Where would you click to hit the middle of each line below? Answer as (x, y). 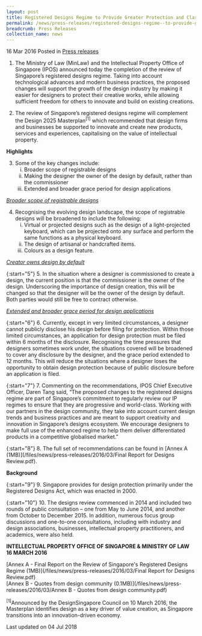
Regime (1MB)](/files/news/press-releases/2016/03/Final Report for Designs (100, 570)
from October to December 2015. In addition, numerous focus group (90, 515)
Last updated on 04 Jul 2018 (41, 627)
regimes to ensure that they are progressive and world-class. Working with (99, 405)
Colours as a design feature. (59, 250)
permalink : (20, 23)
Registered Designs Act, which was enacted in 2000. (72, 491)
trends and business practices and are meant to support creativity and (93, 417)
